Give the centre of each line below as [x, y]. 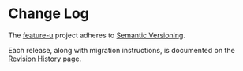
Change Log [49, 14]
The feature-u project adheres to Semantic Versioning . [97, 35]
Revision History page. [45, 59]
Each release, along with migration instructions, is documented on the [121, 50]
